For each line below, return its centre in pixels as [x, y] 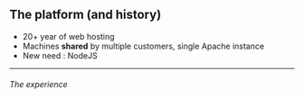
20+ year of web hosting [68, 36]
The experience [38, 85]
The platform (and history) [85, 15]
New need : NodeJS [60, 55]
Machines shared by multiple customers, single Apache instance [143, 46]
